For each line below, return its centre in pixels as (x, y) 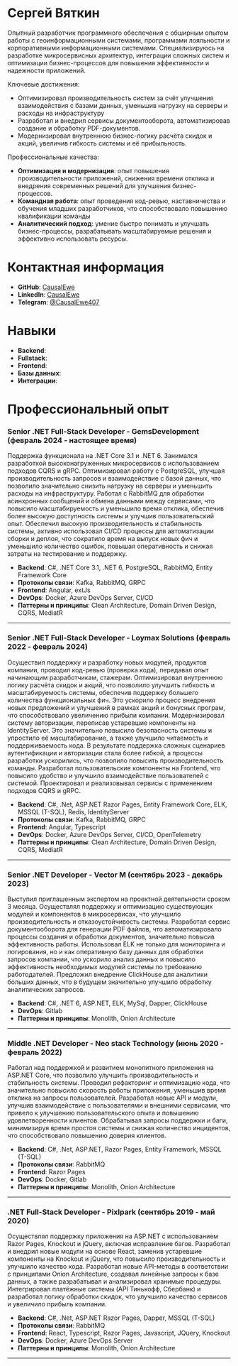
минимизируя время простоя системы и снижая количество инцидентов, (119, 1128)
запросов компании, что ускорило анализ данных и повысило (102, 959)
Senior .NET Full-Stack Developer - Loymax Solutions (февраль (119, 638)
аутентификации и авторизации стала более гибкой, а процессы (105, 753)
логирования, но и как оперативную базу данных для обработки (106, 951)
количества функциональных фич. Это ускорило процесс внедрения (112, 700)
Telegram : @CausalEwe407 (58, 302)
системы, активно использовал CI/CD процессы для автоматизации (110, 531)
